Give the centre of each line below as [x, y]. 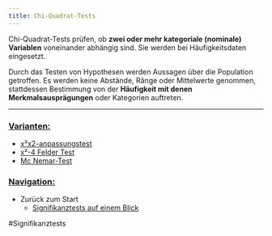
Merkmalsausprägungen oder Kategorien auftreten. [96, 97]
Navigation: [32, 181]
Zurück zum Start [49, 200]
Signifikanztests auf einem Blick [85, 208]
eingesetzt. [27, 56]
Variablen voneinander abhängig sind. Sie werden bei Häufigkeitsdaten [127, 47]
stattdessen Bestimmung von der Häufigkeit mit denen [100, 89]
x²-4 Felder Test [47, 152]
